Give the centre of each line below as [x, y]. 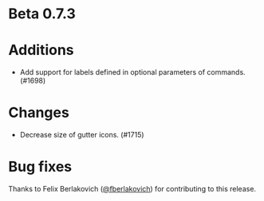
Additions [41, 50]
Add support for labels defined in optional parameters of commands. [132, 72]
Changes [39, 113]
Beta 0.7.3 [42, 14]
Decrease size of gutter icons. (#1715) [82, 135]
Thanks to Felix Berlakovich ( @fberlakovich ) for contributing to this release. [132, 189]
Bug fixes [40, 167]
